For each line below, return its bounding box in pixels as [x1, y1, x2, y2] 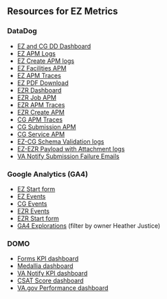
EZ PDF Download [16, 79, 69, 87]
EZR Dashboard [16, 86, 62, 94]
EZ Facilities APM [16, 64, 67, 72]
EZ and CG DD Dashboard [16, 41, 91, 50]
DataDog [7, 26, 38, 36]
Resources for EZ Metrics [7, 6, 118, 17]
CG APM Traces [16, 115, 63, 124]
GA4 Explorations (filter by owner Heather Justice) [16, 221, 161, 230]
